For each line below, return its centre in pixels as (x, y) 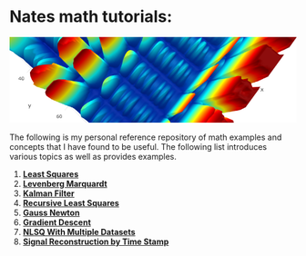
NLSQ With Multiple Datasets (79, 232)
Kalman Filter (48, 193)
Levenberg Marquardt (65, 184)
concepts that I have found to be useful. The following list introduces (138, 147)
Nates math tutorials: (91, 17)
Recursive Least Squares (71, 203)
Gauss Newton (51, 213)
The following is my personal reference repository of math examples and (146, 137)
